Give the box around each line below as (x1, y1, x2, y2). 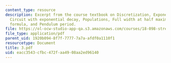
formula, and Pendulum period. (10, 21, 76, 27)
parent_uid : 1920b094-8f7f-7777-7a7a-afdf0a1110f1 (5, 36, 115, 41)
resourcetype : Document (5, 41, 56, 46)
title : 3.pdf (5, 45, 33, 50)
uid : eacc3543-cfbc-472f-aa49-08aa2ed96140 (5, 50, 99, 55)
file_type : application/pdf (5, 31, 65, 36)
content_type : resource (5, 7, 56, 13)
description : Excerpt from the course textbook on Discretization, (5, 12, 152, 17)
